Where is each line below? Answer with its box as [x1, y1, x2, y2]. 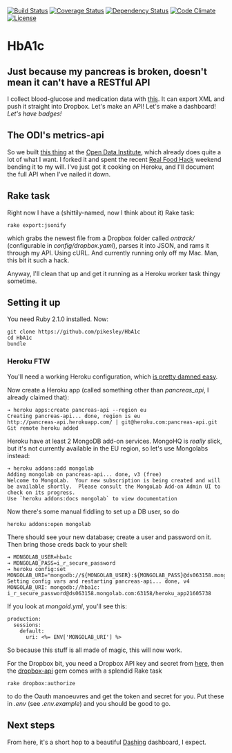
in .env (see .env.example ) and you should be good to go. [7, 699, 171, 707]
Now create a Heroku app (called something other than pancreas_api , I [7, 385, 209, 394]
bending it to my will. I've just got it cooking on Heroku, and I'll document [7, 163, 215, 171]
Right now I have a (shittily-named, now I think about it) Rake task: [7, 208, 195, 217]
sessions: [13, 622, 41, 628]
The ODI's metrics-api [7, 129, 105, 141]
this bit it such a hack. [7, 256, 70, 264]
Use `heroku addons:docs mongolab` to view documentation [7, 495, 177, 502]
